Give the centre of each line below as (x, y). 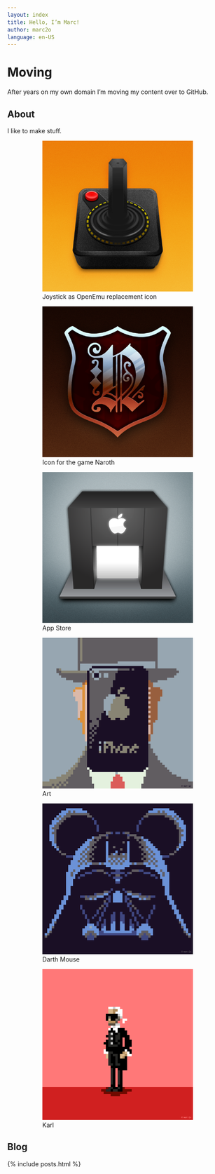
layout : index (28, 15)
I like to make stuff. (34, 131)
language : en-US (31, 37)
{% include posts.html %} (44, 1163)
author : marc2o (29, 29)
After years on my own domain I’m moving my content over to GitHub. (108, 92)
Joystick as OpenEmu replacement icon (100, 297)
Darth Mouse (61, 959)
